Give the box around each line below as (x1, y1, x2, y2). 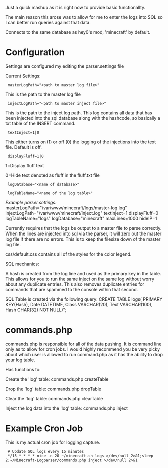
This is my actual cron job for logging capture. (5, 439, 100, 445)
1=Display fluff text (5, 162, 44, 168)
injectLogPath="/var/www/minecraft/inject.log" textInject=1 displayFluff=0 (5, 210, 159, 216)
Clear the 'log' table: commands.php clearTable (5, 395, 103, 401)
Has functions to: (5, 366, 41, 372)
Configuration (5, 47, 65, 58)
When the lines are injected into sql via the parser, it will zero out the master (5, 230, 162, 237)
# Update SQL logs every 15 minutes (7, 449, 84, 454)
